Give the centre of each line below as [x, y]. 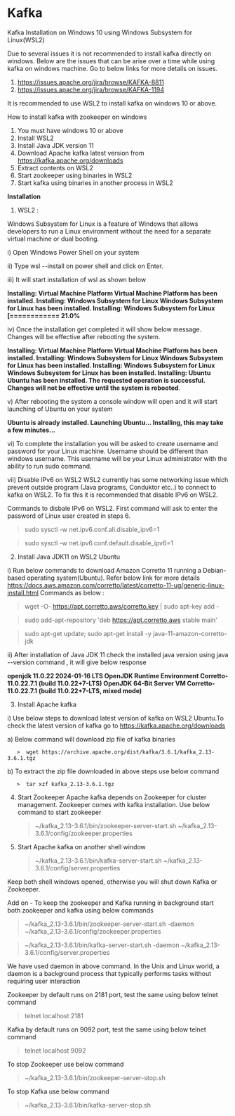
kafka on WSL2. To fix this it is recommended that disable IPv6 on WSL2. [113, 495]
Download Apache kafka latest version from [81, 153]
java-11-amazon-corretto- [190, 633]
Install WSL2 [35, 138]
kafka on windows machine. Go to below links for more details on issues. [113, 68]
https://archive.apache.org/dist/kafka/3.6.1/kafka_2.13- [128, 752]
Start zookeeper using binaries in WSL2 [75, 175]
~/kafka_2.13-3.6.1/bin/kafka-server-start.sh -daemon [102, 945]
